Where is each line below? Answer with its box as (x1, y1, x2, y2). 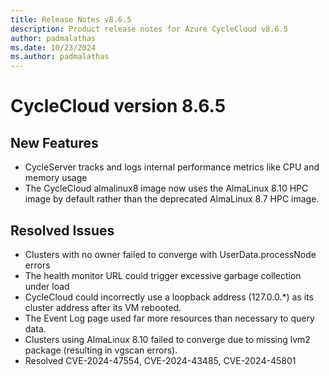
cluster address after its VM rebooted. (24, 301, 182, 313)
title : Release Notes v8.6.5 (10, 14, 132, 25)
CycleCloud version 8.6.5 (10, 95, 227, 118)
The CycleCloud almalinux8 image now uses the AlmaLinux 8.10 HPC (24, 182, 309, 195)
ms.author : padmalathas (10, 52, 110, 62)
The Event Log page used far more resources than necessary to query (24, 312, 315, 324)
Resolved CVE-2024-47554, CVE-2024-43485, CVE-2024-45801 (24, 354, 297, 366)
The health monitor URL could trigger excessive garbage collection (24, 269, 302, 281)
